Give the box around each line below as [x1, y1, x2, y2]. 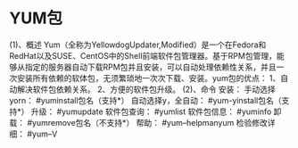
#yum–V [26, 128, 58, 139]
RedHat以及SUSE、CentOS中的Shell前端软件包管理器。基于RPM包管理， [9, 50, 277, 61]
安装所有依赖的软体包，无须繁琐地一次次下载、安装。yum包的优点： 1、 [16, 72, 281, 83]
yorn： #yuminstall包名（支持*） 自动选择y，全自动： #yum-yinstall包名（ [9, 95, 282, 105]
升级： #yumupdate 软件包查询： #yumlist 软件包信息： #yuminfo [30, 106, 272, 117]
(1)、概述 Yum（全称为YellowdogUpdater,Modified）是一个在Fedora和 [9, 39, 267, 50]
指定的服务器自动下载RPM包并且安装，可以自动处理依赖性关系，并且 [24, 62, 277, 72]
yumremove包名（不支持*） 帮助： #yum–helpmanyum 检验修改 [31, 117, 268, 127]
